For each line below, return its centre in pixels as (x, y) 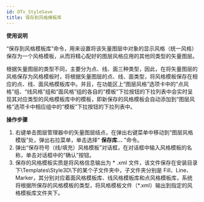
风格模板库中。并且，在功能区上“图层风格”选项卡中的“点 (114, 84)
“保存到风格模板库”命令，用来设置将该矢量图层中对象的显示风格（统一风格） (102, 48)
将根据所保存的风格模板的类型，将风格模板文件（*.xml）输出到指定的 (101, 185)
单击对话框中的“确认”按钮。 (60, 155)
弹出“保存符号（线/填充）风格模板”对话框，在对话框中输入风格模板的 (101, 147)
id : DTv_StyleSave (29, 12)
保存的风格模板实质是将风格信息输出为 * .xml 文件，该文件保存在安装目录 (106, 162)
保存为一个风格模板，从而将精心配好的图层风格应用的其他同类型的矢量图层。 (102, 56)
